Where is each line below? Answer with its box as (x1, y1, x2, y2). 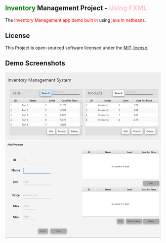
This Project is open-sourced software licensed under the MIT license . (5, 45, 149, 51)
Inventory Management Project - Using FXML (5, 4, 147, 12)
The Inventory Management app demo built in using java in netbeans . (5, 17, 146, 23)
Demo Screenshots (5, 59, 65, 67)
